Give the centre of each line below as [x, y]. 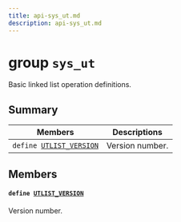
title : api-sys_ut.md [44, 16]
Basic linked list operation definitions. [70, 85]
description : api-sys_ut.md [55, 23]
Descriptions [137, 133]
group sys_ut [52, 63]
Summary [33, 110]
